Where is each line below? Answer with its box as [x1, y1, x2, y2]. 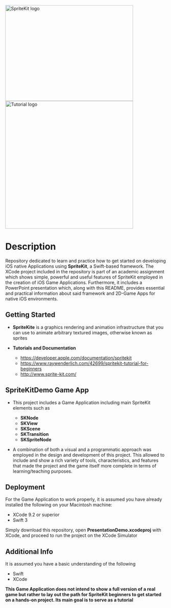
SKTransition [20, 431, 49, 437]
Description [5, 241, 56, 252]
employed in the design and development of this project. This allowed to [12, 452, 165, 458]
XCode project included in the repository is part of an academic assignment [5, 268, 164, 274]
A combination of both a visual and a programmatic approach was [12, 446, 152, 452]
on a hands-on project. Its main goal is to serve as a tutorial [5, 597, 134, 603]
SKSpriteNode [20, 436, 52, 442]
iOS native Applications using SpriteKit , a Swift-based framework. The [5, 263, 154, 269]
